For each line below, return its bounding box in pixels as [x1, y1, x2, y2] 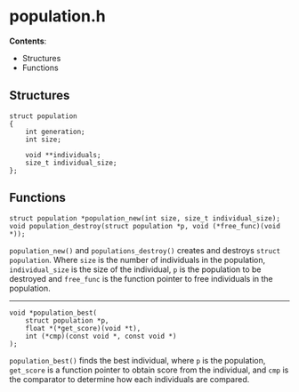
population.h [9, 6, 106, 27]
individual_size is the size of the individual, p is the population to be [9, 264, 262, 275]
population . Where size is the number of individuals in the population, [9, 254, 266, 265]
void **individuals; [25, 150, 101, 159]
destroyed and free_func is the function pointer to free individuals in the [9, 273, 273, 284]
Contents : [9, 36, 47, 46]
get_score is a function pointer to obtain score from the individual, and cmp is [9, 364, 289, 375]
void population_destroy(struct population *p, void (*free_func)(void [9, 221, 280, 230]
